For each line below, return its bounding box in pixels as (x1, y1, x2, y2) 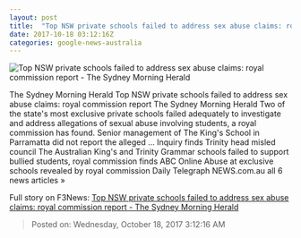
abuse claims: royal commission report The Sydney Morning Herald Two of (9, 99, 286, 110)
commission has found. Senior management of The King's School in (9, 127, 260, 139)
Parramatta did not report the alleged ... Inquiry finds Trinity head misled (9, 137, 276, 148)
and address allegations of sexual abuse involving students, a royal (9, 118, 257, 129)
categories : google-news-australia (9, 38, 142, 47)
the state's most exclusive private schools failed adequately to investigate (9, 108, 282, 119)
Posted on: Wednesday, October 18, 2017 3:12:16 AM (30, 219, 226, 230)
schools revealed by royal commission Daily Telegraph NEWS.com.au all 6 (9, 166, 283, 176)
